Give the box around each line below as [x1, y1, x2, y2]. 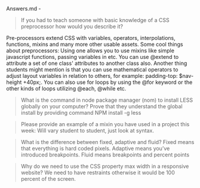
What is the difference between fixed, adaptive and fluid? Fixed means [20, 139, 195, 145]
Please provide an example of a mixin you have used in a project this [20, 121, 190, 127]
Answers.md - [6, 5, 41, 12]
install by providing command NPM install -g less [20, 109, 141, 116]
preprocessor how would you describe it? [20, 23, 124, 30]
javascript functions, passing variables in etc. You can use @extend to [6, 54, 179, 60]
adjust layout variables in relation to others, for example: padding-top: [6, 73, 178, 79]
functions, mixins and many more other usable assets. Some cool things [6, 41, 183, 48]
